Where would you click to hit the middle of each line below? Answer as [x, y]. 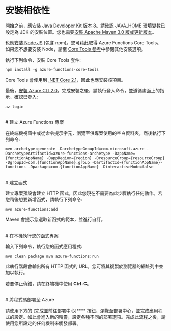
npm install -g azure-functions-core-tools [52, 69]
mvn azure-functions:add [32, 209]
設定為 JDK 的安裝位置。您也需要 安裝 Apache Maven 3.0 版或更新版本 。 [81, 32]
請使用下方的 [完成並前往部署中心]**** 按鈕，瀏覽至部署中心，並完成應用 [82, 310]
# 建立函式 [16, 182]
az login [15, 107]
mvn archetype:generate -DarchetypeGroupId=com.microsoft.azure [75, 149]
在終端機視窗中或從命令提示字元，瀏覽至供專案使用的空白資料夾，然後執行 [83, 133]
